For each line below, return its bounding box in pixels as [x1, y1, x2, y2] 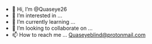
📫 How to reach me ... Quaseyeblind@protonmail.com [11, 32, 146, 38]
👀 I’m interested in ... [11, 12, 63, 19]
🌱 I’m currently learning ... [11, 18, 76, 25]
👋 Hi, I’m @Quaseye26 [11, 6, 67, 12]
